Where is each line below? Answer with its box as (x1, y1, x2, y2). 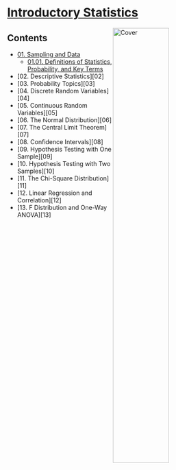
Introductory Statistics (7, 5, 138, 21)
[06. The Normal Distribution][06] (16, 116, 112, 124)
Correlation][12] (16, 196, 62, 204)
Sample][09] (16, 152, 53, 161)
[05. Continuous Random (16, 102, 88, 109)
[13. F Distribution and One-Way (16, 204, 108, 211)
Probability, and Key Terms (27, 65, 103, 73)
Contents (7, 32, 48, 44)
